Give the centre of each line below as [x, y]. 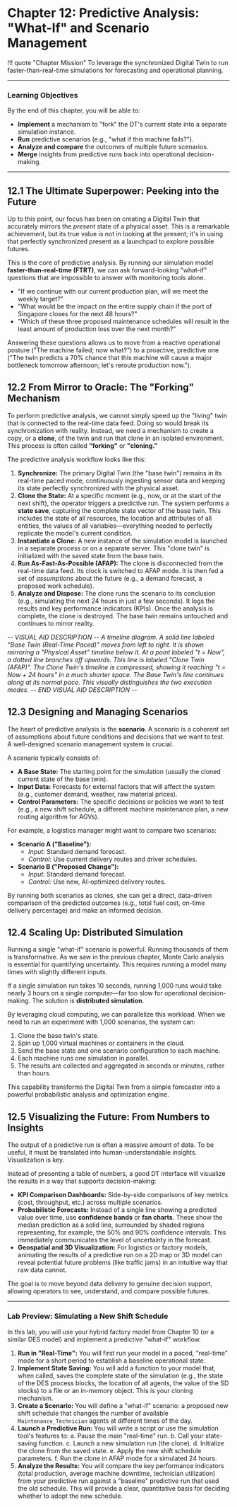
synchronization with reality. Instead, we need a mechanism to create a [110, 430]
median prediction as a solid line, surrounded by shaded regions [111, 1225]
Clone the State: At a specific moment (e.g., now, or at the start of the [119, 495]
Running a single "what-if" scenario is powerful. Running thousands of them [118, 949]
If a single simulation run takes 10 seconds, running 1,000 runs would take [115, 986]
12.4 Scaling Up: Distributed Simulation [95, 933]
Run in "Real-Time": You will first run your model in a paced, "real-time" [122, 1353]
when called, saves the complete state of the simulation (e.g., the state [120, 1375]
